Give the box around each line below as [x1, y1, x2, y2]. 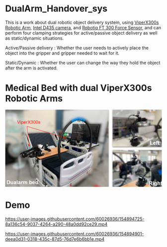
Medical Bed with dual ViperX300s [5, 82, 152, 94]
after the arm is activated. [5, 65, 58, 71]
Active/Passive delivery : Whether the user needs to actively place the [5, 45, 149, 51]
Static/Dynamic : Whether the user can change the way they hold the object [5, 60, 161, 65]
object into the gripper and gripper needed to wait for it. [5, 50, 120, 56]
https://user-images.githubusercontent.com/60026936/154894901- [5, 231, 144, 237]
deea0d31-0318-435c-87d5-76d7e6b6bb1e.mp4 [5, 236, 105, 242]
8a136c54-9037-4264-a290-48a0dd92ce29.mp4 [5, 221, 108, 227]
